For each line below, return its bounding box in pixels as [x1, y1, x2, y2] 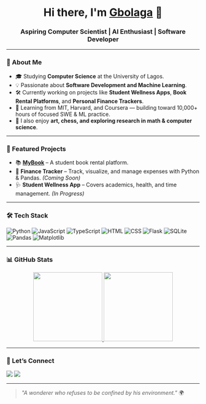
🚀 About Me [6, 58, 42, 67]
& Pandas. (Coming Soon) [15, 174, 81, 181]
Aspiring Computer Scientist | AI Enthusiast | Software [20, 28, 186, 36]
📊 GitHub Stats [6, 256, 53, 264]
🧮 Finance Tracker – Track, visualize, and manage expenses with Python [15, 168, 199, 175]
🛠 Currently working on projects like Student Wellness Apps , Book [15, 88, 187, 96]
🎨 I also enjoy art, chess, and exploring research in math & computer [15, 116, 193, 124]
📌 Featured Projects [6, 144, 66, 153]
